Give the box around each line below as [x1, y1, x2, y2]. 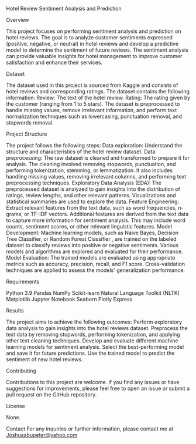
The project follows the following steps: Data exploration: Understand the [6, 142, 183, 149]
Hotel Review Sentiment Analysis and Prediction [6, 5, 122, 12]
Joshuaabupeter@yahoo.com [6, 432, 78, 438]
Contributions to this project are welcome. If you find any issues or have [6, 379, 180, 385]
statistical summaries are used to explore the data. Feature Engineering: [6, 198, 180, 205]
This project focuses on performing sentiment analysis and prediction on [6, 28, 181, 35]
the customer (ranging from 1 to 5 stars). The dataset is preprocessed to [6, 100, 180, 107]
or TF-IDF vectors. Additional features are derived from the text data [24, 211, 189, 217]
